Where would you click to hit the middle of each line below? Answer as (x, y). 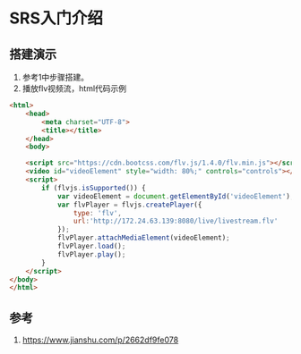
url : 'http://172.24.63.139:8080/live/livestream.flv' (176, 221)
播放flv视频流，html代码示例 (74, 88)
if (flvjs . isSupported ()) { (94, 188)
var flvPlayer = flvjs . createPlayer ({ (129, 205)
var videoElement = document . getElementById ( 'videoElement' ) (174, 196)
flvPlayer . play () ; (91, 254)
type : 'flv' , (98, 213)
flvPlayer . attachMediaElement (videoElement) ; (143, 238)
